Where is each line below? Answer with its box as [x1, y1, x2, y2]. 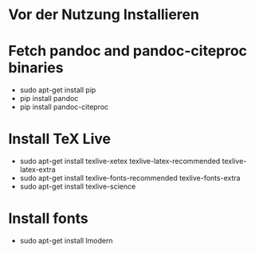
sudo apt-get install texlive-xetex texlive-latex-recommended [19, 157, 221, 166]
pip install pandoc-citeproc [19, 102, 109, 112]
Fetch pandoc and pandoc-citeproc [8, 42, 248, 60]
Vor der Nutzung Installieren [8, 6, 199, 24]
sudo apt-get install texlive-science [19, 181, 136, 192]
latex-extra [19, 165, 56, 174]
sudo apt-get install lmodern [19, 236, 113, 245]
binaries [8, 59, 64, 77]
